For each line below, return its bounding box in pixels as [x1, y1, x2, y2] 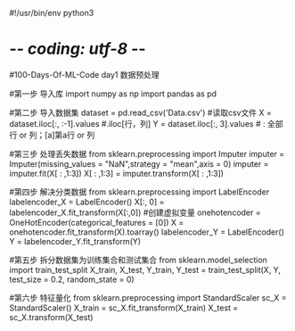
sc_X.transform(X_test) [9, 311, 94, 322]
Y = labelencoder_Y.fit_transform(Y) [9, 236, 141, 246]
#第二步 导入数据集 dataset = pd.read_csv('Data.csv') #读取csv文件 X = [9, 107, 272, 118]
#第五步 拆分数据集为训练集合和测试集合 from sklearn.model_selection [9, 254, 267, 265]
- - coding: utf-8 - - [9, 39, 146, 59]
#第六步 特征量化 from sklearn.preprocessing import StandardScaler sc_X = [9, 292, 287, 302]
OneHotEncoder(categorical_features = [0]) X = [9, 217, 184, 228]
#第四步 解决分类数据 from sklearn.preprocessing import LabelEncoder [9, 186, 270, 197]
